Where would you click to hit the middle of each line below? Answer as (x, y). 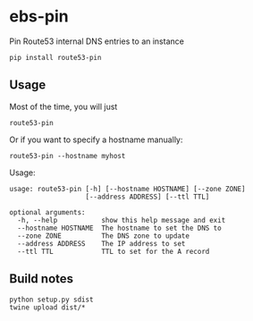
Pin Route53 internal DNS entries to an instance (97, 41)
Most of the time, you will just (63, 106)
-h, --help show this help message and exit (122, 220)
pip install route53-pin (55, 57)
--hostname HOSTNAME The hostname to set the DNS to (119, 228)
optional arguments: (48, 212)
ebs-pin (39, 17)
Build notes (42, 279)
